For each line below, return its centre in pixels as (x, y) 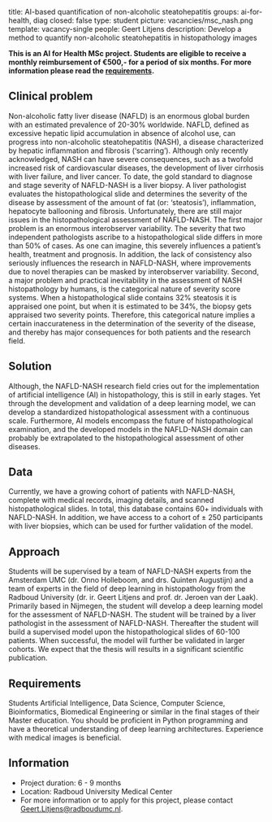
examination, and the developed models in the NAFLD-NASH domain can (131, 429)
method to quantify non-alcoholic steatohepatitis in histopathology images (133, 37)
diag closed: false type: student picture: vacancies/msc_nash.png (143, 20)
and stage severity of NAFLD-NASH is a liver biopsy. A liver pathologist (127, 185)
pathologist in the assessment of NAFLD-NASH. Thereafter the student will (134, 623)
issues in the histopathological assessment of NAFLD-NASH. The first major (136, 220)
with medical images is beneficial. (65, 738)
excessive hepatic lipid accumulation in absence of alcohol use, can (122, 133)
